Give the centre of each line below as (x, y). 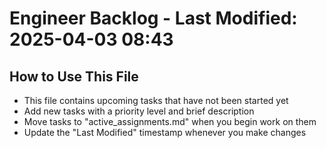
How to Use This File (74, 76)
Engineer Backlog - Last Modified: (153, 18)
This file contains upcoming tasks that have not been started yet (156, 100)
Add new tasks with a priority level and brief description (139, 111)
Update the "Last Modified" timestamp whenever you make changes (165, 132)
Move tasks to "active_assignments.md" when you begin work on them (170, 121)
